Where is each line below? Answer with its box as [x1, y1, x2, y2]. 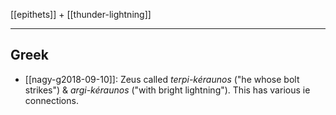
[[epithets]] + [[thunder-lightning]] [10, 9, 152, 20]
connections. [24, 94, 79, 106]
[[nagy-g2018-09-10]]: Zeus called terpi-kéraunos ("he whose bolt [24, 73, 300, 85]
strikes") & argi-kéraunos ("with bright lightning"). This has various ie [24, 84, 311, 96]
